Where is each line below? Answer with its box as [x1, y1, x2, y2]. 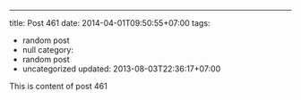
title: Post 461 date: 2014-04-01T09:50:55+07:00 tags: [9, 18, 211, 28]
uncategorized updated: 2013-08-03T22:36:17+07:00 [21, 63, 221, 74]
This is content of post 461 [9, 81, 107, 91]
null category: [21, 45, 74, 54]
